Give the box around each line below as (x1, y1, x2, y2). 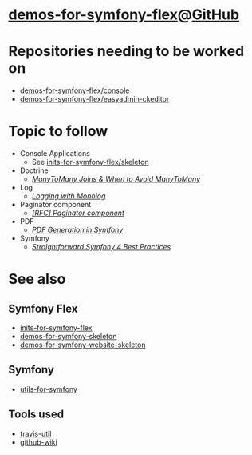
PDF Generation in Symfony (31, 226, 124, 235)
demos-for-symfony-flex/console (19, 86, 130, 95)
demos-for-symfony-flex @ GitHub (8, 6, 240, 24)
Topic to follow (8, 122, 108, 141)
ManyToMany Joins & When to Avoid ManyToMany (31, 174, 201, 184)
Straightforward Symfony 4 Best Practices (31, 242, 171, 252)
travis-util (19, 429, 52, 438)
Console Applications (19, 149, 90, 158)
